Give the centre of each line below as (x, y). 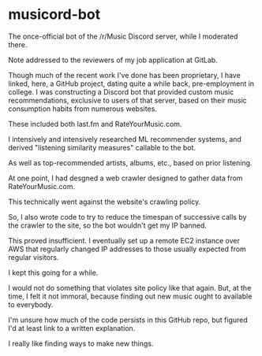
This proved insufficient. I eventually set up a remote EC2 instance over (124, 240)
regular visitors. (34, 257)
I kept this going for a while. (53, 273)
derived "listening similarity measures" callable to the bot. (102, 147)
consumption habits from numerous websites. (83, 109)
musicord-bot (54, 15)
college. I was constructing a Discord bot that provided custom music (121, 91)
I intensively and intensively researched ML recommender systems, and (125, 139)
